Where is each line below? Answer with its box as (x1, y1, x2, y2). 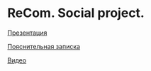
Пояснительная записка (7, 42, 80, 50)
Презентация (7, 28, 47, 37)
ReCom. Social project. (7, 5, 145, 21)
